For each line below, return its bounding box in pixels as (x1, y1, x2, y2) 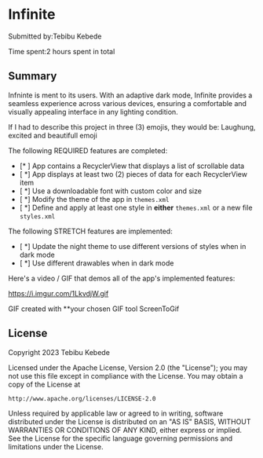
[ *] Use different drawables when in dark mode (19, 258, 174, 268)
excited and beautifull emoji (8, 130, 98, 140)
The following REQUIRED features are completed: (8, 145, 168, 155)
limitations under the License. (8, 442, 104, 451)
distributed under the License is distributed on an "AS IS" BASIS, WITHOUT (8, 416, 251, 426)
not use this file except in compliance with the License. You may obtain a (8, 371, 243, 380)
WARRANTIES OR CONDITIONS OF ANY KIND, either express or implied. (8, 425, 242, 434)
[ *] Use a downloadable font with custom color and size (19, 186, 203, 196)
